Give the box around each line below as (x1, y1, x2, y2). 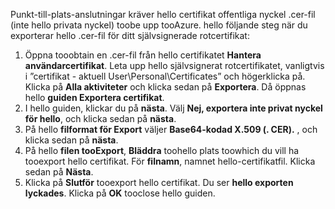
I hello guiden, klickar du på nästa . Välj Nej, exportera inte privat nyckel (24, 102, 323, 114)
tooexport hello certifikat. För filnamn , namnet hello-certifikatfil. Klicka (24, 155, 316, 167)
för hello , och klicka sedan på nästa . (24, 113, 177, 124)
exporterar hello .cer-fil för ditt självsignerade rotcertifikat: (10, 30, 250, 41)
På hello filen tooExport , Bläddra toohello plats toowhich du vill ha (24, 145, 300, 156)
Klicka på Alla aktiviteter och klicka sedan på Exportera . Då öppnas (24, 81, 307, 93)
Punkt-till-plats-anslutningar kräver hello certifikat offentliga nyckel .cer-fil (10, 9, 316, 20)
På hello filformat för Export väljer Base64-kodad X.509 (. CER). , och (24, 124, 318, 135)
